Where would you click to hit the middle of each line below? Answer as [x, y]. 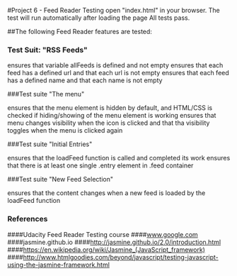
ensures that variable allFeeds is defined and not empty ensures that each [115, 65]
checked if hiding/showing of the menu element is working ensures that [112, 116]
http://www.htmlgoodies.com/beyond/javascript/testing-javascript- [121, 257]
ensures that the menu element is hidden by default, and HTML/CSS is [110, 108]
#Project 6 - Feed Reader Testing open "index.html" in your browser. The [114, 10]
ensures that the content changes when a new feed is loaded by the [106, 193]
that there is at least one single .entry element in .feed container [100, 165]
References [28, 219]
